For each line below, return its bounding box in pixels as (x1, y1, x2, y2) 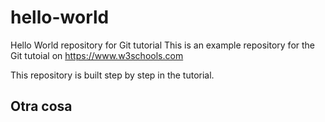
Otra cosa (10, 98, 73, 115)
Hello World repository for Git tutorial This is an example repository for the (10, 39, 316, 51)
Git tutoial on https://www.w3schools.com (10, 49, 184, 61)
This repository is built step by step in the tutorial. (10, 69, 215, 81)
